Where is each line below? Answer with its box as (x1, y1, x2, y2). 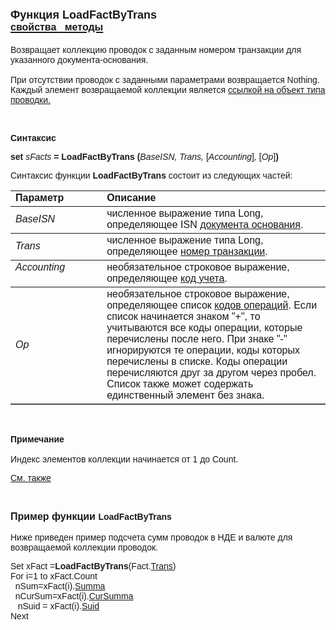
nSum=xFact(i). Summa (14, 580, 106, 592)
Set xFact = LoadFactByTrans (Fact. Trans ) (10, 560, 177, 572)
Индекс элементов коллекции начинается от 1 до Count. (10, 453, 239, 465)
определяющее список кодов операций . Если (106, 299, 318, 311)
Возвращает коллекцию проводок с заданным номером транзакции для (10, 44, 302, 55)
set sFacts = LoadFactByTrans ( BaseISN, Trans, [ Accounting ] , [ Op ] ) (10, 151, 279, 162)
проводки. (10, 94, 51, 105)
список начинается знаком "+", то (106, 310, 261, 322)
